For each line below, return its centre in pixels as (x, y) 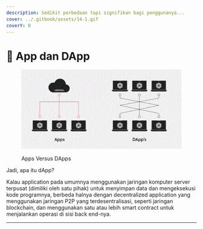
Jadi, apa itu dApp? (30, 170)
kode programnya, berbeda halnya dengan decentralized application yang (98, 195)
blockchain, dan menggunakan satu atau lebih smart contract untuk (90, 208)
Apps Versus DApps (46, 159)
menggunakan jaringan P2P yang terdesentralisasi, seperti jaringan (90, 201)
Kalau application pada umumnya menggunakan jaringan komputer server (98, 182)
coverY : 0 (19, 25)
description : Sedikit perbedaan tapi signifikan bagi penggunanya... (96, 13)
